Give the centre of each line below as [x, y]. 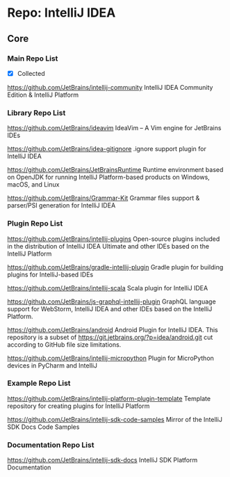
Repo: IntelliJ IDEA [61, 13]
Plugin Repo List [35, 224]
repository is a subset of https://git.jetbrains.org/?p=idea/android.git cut [110, 337]
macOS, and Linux [33, 185]
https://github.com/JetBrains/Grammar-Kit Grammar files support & [104, 198]
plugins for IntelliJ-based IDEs [50, 274]
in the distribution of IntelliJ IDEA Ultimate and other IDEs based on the [108, 246]
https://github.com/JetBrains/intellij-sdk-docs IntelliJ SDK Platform [102, 460]
